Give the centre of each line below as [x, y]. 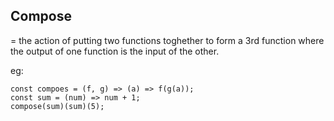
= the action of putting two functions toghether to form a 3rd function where [167, 40]
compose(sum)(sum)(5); [57, 106]
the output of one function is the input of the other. [115, 51]
